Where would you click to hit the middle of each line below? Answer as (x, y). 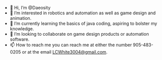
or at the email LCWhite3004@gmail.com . (65, 52)
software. (20, 39)
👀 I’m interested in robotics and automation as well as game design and (83, 13)
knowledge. (22, 29)
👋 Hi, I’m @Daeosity (30, 8)
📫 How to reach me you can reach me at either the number (71, 45)
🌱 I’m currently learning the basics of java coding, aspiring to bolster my (83, 23)
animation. (21, 18)
